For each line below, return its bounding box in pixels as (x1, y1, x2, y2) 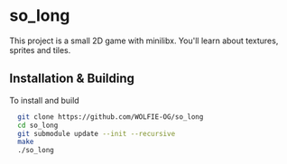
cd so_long (17, 121, 59, 130)
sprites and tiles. (9, 44, 71, 55)
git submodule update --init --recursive (17, 129, 176, 138)
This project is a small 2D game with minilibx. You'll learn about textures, (9, 35, 279, 46)
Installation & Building (9, 71, 135, 87)
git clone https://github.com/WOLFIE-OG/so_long (17, 112, 204, 122)
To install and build (9, 95, 79, 105)
